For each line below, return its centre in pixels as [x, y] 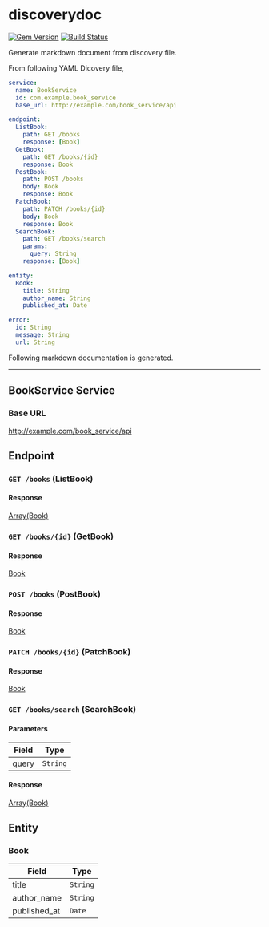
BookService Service [62, 391]
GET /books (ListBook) [51, 479]
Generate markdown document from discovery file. [93, 52]
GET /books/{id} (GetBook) [61, 536]
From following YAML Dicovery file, [66, 68]
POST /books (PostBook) [55, 594]
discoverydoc [55, 15]
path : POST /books [53, 179]
